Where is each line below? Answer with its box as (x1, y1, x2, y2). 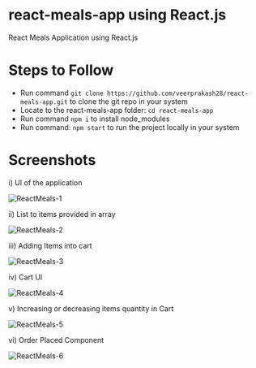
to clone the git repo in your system (69, 96, 188, 106)
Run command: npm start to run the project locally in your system (19, 122, 240, 132)
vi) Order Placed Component (8, 335, 104, 344)
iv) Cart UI (8, 272, 43, 282)
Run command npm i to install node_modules (19, 114, 170, 123)
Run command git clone (19, 88, 104, 97)
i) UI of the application (8, 177, 83, 188)
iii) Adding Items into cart (8, 240, 92, 250)
